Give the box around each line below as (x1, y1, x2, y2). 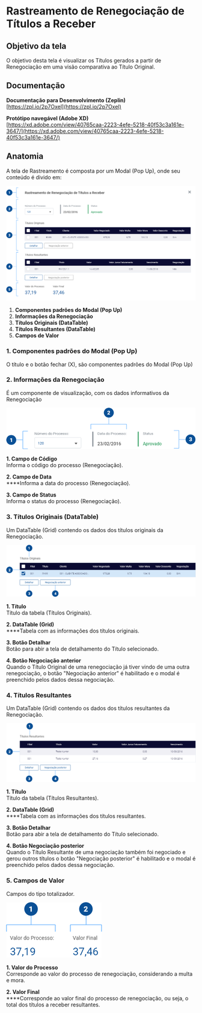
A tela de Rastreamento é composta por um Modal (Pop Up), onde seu (6, 167, 180, 174)
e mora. (6, 976, 25, 984)
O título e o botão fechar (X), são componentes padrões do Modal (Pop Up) (6, 361, 194, 368)
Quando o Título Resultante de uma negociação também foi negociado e (6, 849, 186, 856)
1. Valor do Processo (6, 964, 58, 971)
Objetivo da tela (6, 41, 67, 51)
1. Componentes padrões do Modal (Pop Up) (6, 347, 138, 355)
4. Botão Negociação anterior (6, 657, 81, 664)
